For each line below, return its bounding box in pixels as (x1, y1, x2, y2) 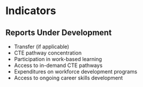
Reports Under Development (5, 28, 112, 38)
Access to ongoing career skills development (13, 75, 123, 81)
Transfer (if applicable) (13, 43, 70, 50)
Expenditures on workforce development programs (13, 68, 138, 75)
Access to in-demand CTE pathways (13, 62, 103, 69)
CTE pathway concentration (13, 49, 82, 56)
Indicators (5, 4, 56, 18)
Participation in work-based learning (13, 56, 102, 62)
